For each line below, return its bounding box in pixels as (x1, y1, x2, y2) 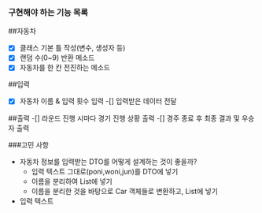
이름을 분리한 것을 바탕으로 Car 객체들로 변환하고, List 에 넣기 (31, 186, 219, 196)
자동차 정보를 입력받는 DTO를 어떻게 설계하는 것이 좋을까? (19, 156, 197, 166)
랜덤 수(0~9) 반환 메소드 (19, 53, 95, 62)
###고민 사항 (8, 140, 50, 149)
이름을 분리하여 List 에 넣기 (31, 176, 113, 186)
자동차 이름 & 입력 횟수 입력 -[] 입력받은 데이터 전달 (19, 96, 177, 106)
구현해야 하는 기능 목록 (8, 6, 89, 17)
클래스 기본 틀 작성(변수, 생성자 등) (19, 43, 126, 53)
